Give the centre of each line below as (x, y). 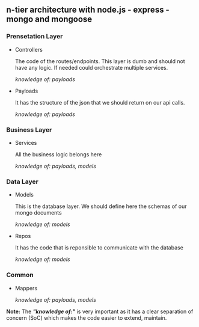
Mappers (26, 288)
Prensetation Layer (35, 37)
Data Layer (23, 182)
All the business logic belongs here (58, 154)
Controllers (29, 49)
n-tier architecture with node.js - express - (88, 10)
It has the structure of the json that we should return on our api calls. (100, 102)
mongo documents (38, 213)
